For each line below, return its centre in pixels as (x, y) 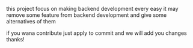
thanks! (16, 39)
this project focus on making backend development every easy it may (92, 9)
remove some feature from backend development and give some (87, 15)
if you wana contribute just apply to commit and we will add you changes (97, 33)
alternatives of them (31, 21)
